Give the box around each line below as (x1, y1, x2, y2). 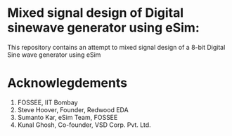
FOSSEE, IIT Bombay (17, 98, 79, 107)
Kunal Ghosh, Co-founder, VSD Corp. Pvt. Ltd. (17, 121, 151, 129)
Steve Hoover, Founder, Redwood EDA (17, 105, 129, 114)
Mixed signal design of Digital (7, 5, 184, 21)
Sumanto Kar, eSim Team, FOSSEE (17, 113, 118, 121)
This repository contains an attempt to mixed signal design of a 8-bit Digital (7, 43, 226, 51)
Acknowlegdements (7, 75, 128, 91)
